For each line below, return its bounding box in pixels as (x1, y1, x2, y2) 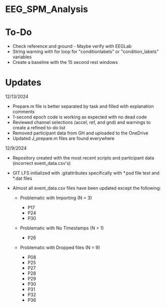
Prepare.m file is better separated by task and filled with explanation (12, 103, 154, 109)
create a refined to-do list (12, 125, 65, 131)
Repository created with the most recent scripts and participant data (12, 155, 154, 161)
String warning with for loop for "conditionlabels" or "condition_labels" (12, 49, 159, 55)
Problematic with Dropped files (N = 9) (20, 245, 101, 251)
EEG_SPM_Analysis (5, 4, 89, 15)
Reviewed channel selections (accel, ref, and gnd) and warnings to (12, 119, 151, 125)
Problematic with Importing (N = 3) (20, 195, 92, 201)
